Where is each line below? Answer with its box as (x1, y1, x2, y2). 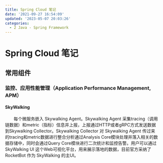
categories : (5, 20, 29, 26)
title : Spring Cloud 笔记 (5, 7, 56, 12)
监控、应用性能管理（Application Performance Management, (5, 84, 151, 91)
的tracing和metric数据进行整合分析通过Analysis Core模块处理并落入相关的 (5, 134, 154, 140)
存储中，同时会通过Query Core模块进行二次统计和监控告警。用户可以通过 (9, 140, 157, 146)
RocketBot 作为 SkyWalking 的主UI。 (5, 152, 79, 158)
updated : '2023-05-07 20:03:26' (5, 16, 71, 21)
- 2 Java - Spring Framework (9, 25, 69, 30)
